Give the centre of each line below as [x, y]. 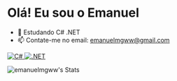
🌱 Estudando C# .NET [49, 32]
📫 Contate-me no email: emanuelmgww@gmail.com [93, 40]
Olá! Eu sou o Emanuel [73, 13]
